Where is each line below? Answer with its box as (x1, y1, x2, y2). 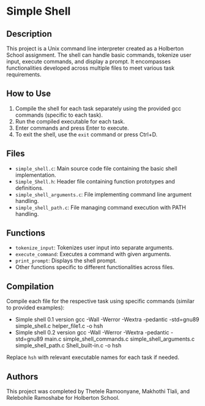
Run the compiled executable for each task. (15, 117, 125, 125)
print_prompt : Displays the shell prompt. (15, 257, 117, 264)
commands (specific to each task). (15, 111, 103, 119)
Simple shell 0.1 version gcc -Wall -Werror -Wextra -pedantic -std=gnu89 (15, 316, 200, 323)
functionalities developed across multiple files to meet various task (6, 64, 175, 72)
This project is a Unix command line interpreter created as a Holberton (6, 45, 184, 52)
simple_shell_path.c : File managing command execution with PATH (15, 204, 187, 211)
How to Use (6, 89, 51, 99)
